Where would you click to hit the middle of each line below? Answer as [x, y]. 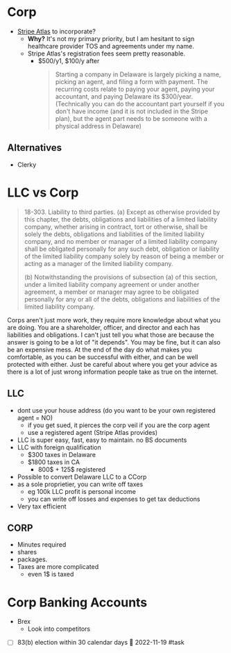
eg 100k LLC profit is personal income [82, 491]
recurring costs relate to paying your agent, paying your [135, 89]
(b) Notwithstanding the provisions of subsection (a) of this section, [121, 277]
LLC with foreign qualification [59, 447]
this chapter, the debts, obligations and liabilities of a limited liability [120, 219]
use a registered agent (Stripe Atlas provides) [93, 432]
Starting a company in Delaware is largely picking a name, [138, 74]
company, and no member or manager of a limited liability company [121, 241]
